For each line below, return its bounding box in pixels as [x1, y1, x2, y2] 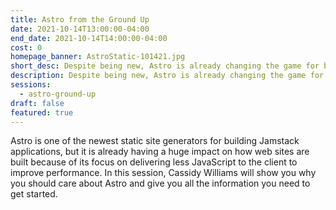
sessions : [10, 80, 52, 90]
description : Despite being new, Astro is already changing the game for [10, 71, 325, 81]
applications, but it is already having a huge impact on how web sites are [10, 146, 310, 158]
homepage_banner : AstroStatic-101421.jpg [10, 52, 186, 62]
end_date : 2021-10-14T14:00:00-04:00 [10, 33, 168, 43]
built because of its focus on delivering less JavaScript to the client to [10, 156, 298, 168]
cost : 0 [10, 42, 43, 53]
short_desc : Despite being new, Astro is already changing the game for [10, 61, 320, 71]
